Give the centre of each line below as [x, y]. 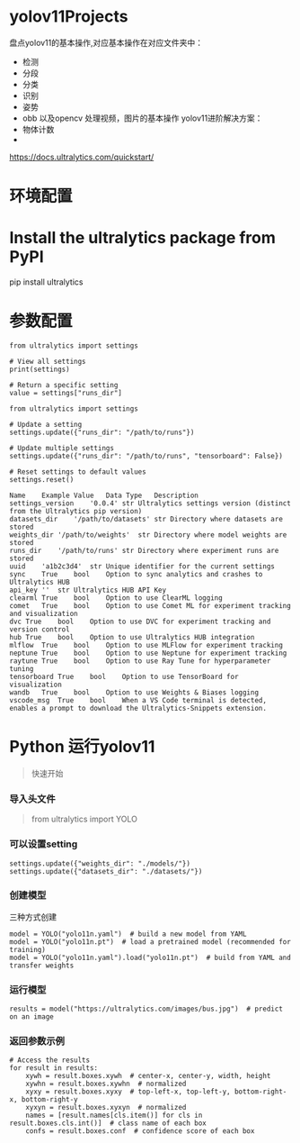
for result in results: [54, 1068]
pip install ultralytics [46, 282]
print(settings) [40, 369]
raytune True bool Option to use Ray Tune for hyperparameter [140, 661]
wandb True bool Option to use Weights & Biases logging [134, 693]
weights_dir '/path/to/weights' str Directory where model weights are [148, 535]
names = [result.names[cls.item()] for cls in [114, 1116]
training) [28, 949]
